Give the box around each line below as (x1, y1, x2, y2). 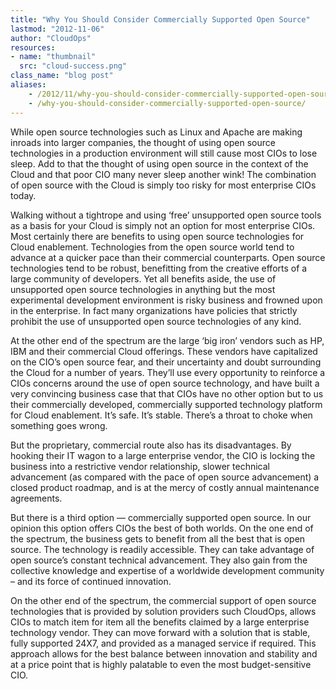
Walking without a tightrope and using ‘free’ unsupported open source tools (10, 209, 322, 221)
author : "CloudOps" (10, 33, 92, 43)
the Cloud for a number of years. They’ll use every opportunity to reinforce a (10, 366, 326, 378)
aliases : (10, 80, 47, 90)
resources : (10, 42, 56, 53)
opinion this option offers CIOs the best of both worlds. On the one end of (10, 522, 314, 534)
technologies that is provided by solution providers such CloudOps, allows (10, 605, 317, 617)
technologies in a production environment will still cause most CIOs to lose (10, 147, 318, 159)
